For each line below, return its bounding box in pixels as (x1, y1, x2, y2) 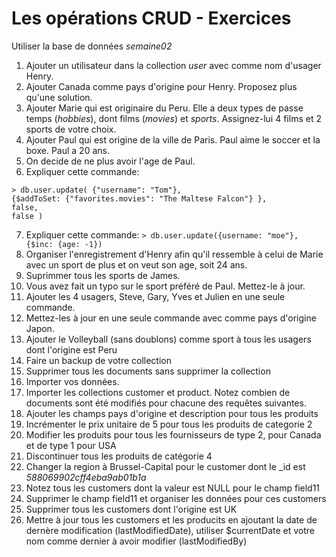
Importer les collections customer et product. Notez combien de (25, 386, 291, 398)
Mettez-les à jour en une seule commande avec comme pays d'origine (25, 312, 317, 324)
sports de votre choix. (25, 123, 117, 135)
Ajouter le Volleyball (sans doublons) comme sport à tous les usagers (25, 333, 312, 345)
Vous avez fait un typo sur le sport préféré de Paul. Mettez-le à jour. (25, 280, 306, 292)
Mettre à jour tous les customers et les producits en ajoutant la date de (25, 513, 318, 526)
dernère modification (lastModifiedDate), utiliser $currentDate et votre (25, 524, 316, 536)
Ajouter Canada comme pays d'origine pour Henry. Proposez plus (25, 80, 298, 92)
